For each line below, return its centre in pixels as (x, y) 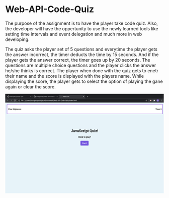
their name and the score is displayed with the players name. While (75, 76)
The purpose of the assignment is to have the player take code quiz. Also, (82, 23)
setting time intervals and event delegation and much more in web (74, 34)
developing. (17, 39)
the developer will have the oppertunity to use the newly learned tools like (82, 28)
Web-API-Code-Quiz (50, 9)
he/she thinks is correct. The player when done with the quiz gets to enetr (82, 70)
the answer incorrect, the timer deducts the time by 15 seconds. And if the (82, 55)
